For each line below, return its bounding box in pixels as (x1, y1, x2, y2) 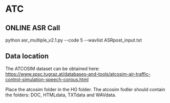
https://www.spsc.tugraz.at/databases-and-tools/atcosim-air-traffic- (5, 71, 151, 77)
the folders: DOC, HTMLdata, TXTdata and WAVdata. (5, 92, 116, 98)
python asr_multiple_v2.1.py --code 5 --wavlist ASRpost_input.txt (5, 37, 142, 43)
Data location (5, 52, 49, 60)
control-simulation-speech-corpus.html (5, 76, 89, 83)
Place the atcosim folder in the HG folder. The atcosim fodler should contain (5, 86, 165, 92)
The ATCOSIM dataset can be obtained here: (5, 65, 100, 72)
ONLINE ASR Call (5, 24, 60, 32)
